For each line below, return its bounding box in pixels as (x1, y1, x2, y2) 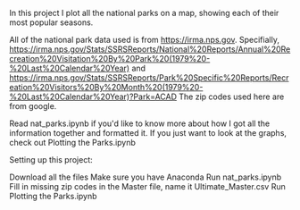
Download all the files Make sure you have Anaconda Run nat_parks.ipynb (9, 172, 282, 182)
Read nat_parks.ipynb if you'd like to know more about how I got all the (9, 118, 271, 129)
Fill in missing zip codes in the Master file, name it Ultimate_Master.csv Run (9, 181, 286, 191)
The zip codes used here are (178, 91, 285, 102)
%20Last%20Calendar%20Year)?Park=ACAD (9, 91, 177, 102)
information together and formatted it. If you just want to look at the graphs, (9, 128, 287, 138)
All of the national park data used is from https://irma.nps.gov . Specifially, (9, 35, 279, 45)
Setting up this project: (9, 155, 94, 164)
